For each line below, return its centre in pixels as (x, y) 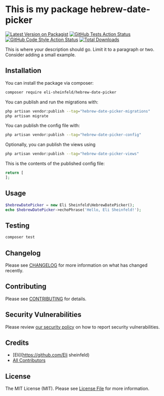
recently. (14, 270)
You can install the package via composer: (49, 83)
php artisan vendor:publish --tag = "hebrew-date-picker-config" (73, 135)
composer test (20, 237)
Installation (23, 71)
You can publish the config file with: (43, 126)
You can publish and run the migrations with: (52, 102)
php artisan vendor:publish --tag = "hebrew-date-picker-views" (72, 154)
